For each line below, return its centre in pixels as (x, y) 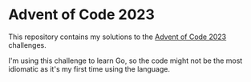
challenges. (27, 45)
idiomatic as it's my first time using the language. (89, 68)
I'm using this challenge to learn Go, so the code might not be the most (125, 61)
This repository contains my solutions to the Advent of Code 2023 (117, 37)
